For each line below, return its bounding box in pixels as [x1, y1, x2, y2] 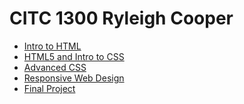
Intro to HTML [23, 40, 82, 52]
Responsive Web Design [23, 72, 125, 84]
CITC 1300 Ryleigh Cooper [9, 7, 234, 30]
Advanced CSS [23, 61, 87, 73]
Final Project [23, 82, 76, 94]
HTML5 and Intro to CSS [23, 50, 125, 62]
